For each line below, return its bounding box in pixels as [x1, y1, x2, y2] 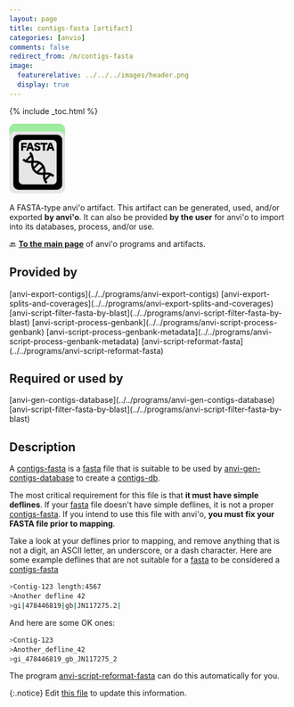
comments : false [9, 43, 69, 52]
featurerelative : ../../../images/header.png [17, 71, 190, 80]
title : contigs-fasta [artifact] [9, 23, 134, 33]
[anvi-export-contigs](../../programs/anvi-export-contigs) [9, 288, 220, 299]
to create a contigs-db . [76, 473, 160, 483]
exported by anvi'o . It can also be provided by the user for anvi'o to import [9, 211, 285, 222]
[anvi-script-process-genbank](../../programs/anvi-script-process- [31, 317, 278, 327]
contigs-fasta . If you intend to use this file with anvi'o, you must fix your [9, 509, 274, 520]
